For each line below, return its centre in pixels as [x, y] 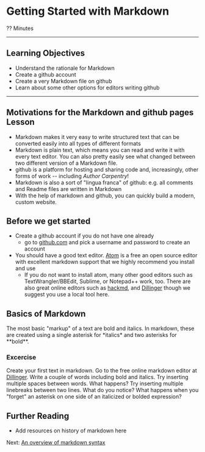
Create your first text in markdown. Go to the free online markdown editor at [102, 371]
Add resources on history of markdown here [71, 431]
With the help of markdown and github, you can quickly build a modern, [105, 195]
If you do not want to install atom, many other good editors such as [109, 275]
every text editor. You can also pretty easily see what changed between [105, 156]
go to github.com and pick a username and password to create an [107, 243]
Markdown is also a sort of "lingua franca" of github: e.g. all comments [104, 183]
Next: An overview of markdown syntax [56, 443]
